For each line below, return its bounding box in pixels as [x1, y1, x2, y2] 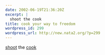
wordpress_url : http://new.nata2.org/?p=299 [5, 30, 100, 35]
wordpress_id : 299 [5, 26, 44, 31]
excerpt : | [5, 12, 28, 17]
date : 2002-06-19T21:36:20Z [5, 7, 65, 12]
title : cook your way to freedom [5, 21, 76, 26]
